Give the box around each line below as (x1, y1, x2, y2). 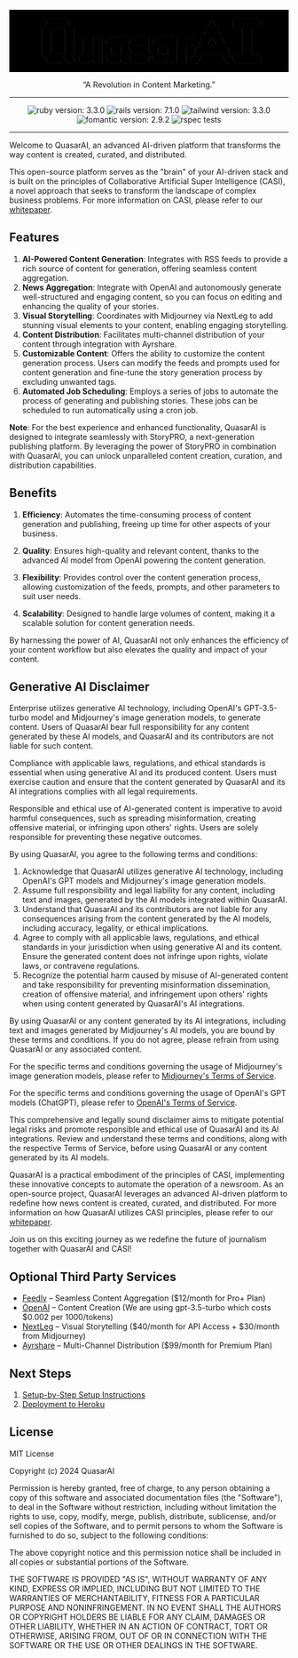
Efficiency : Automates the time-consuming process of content (21, 509, 252, 520)
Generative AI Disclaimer (9, 679, 150, 694)
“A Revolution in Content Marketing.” (82, 79, 216, 90)
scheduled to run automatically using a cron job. (21, 404, 199, 415)
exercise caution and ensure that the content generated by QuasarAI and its (9, 777, 286, 788)
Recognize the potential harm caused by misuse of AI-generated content (21, 970, 288, 981)
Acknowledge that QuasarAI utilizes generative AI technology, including (21, 866, 284, 877)
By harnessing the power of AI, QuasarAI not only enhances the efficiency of (9, 635, 290, 645)
